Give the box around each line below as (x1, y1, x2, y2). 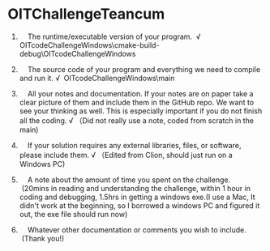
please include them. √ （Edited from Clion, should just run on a (19, 150, 233, 160)
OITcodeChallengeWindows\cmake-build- (19, 40, 160, 49)
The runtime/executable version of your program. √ (27, 32, 201, 41)
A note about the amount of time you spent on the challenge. (27, 175, 231, 185)
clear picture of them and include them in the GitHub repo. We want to (19, 97, 255, 107)
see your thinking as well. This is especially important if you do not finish (19, 106, 263, 116)
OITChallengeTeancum (7, 5, 165, 23)
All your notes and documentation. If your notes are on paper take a (27, 88, 254, 98)
